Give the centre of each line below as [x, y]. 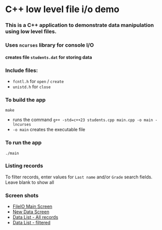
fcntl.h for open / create [38, 81]
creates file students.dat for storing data [49, 57]
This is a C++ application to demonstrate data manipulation [80, 25]
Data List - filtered [31, 223]
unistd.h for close [32, 87]
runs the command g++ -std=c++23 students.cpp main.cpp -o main [83, 120]
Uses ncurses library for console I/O [50, 45]
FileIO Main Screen [32, 207]
